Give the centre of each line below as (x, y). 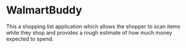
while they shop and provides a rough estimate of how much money (89, 32)
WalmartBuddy (44, 10)
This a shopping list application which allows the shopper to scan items (93, 26)
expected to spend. (30, 39)
